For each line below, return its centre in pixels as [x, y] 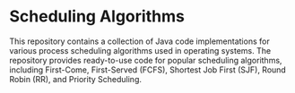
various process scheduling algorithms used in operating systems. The [140, 50]
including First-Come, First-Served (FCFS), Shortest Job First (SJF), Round [148, 70]
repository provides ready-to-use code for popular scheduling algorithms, [146, 60]
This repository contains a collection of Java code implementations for [140, 41]
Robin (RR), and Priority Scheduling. [75, 79]
